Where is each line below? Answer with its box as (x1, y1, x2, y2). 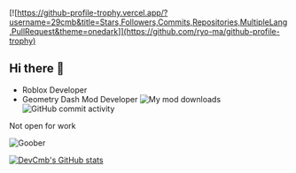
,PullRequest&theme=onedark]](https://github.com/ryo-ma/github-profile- (9, 26, 281, 36)
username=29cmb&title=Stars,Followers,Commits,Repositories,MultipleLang (9, 17, 288, 27)
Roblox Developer (21, 84, 88, 95)
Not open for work (9, 120, 76, 131)
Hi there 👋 (9, 61, 65, 76)
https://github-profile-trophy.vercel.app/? (17, 8, 168, 18)
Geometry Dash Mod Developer (21, 94, 138, 104)
